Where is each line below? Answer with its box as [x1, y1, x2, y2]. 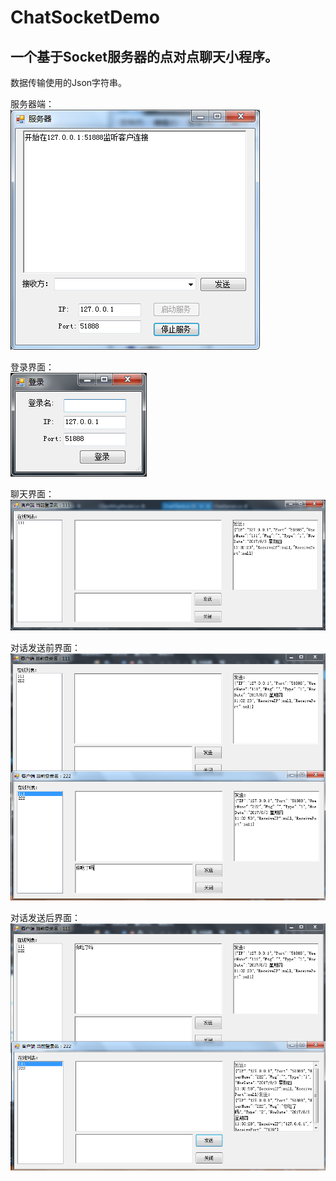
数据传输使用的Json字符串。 [10, 77, 128, 88]
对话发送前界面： [10, 641, 81, 653]
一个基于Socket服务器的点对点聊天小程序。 [10, 48, 278, 65]
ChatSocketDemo [10, 6, 160, 29]
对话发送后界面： [10, 912, 81, 924]
